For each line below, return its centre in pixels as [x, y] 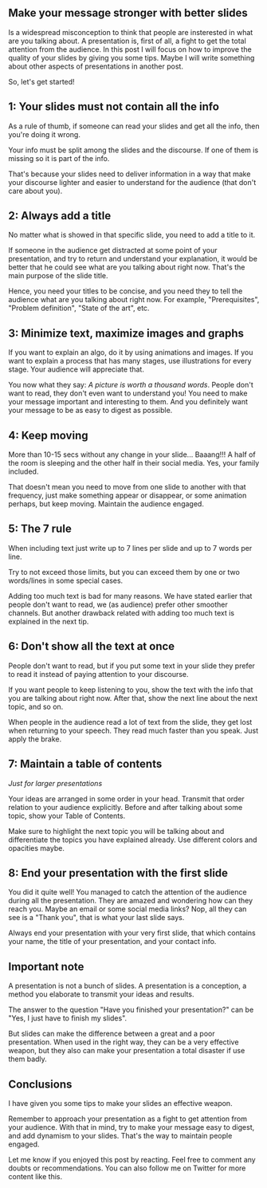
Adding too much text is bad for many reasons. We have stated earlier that [130, 596]
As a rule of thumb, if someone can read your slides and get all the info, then [134, 126]
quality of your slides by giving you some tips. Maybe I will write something [132, 57]
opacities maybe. [37, 848]
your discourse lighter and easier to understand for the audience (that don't [132, 182]
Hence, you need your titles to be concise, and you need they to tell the [126, 291]
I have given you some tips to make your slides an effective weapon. [120, 1103]
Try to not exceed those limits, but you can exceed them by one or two [124, 572]
